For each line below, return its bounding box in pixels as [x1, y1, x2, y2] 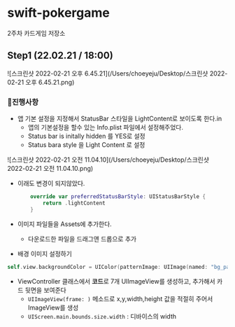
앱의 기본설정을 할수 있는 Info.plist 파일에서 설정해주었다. [27, 123, 184, 132]
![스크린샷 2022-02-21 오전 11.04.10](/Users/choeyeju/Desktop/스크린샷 [7, 155, 210, 164]
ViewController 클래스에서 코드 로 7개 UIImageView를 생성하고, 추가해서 [17, 277, 215, 285]
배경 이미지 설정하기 [17, 249, 72, 258]
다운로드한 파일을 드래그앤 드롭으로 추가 [27, 235, 137, 243]
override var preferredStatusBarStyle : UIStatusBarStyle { [30, 193, 206, 200]
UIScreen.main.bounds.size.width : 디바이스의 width [27, 312, 177, 320]
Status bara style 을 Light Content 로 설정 [27, 141, 145, 149]
